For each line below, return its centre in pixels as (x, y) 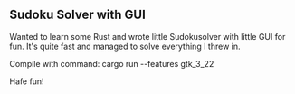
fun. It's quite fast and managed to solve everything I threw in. (125, 46)
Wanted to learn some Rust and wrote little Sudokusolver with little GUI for (147, 36)
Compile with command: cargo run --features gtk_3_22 (112, 63)
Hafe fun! (27, 81)
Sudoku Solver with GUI (78, 15)
